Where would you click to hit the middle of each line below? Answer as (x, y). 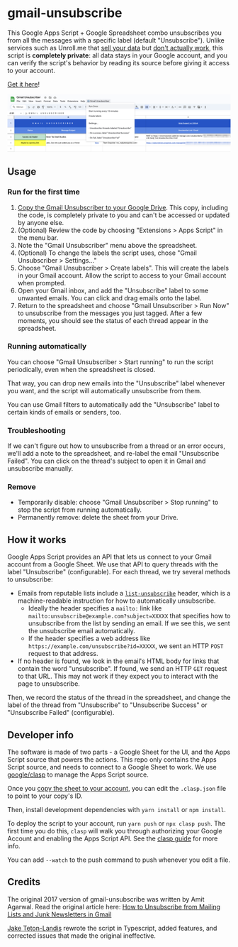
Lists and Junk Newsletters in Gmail (59, 914)
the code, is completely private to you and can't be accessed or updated (124, 215)
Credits (24, 882)
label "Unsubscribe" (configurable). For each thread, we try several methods (119, 572)
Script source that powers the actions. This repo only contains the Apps (112, 760)
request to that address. (63, 654)
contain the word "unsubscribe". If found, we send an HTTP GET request (122, 669)
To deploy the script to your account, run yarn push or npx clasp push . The (117, 823)
